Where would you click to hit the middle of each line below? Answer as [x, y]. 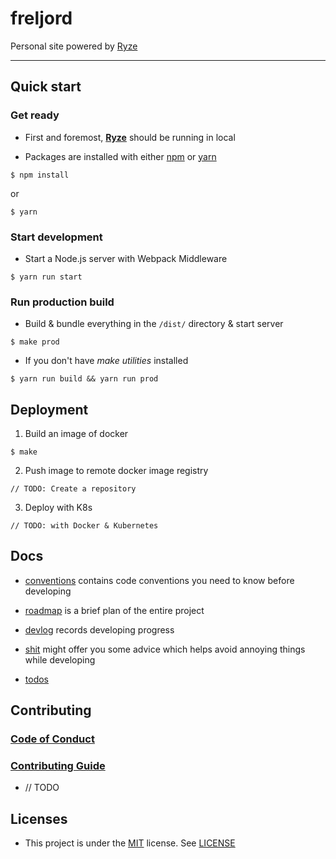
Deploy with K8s [58, 508]
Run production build [62, 302]
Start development [56, 237]
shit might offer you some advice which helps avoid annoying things [165, 649]
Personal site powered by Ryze [74, 46]
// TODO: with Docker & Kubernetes [84, 526]
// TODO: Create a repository [73, 489]
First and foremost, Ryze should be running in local [130, 137]
